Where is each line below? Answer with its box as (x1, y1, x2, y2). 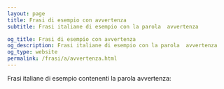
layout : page (7, 10, 45, 17)
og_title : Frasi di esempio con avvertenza (7, 35, 136, 42)
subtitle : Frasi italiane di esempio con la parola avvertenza (7, 23, 199, 30)
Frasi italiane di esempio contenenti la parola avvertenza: (7, 74, 171, 82)
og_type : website (7, 49, 58, 56)
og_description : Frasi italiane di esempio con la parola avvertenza (7, 42, 218, 49)
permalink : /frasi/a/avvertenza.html (7, 55, 118, 63)
